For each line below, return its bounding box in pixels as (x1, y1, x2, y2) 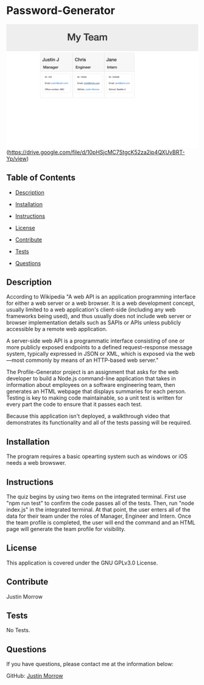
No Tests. (6, 627, 30, 634)
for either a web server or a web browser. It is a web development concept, (6, 299, 195, 307)
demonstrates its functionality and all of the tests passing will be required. (6, 419, 192, 426)
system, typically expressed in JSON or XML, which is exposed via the (6, 350, 183, 358)
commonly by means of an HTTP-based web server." (25, 356, 159, 364)
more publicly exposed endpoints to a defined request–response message (6, 344, 193, 351)
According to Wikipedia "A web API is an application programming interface (6, 293, 196, 301)
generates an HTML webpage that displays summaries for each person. (6, 388, 187, 395)
